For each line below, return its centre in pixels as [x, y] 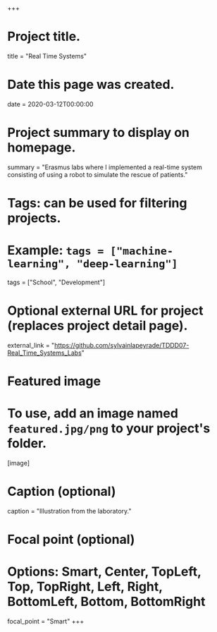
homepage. [42, 148]
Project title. [44, 37]
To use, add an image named [93, 414]
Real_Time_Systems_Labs [45, 353]
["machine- [142, 251]
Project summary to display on [99, 133]
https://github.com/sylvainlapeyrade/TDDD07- [122, 345]
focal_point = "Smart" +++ [46, 621]
